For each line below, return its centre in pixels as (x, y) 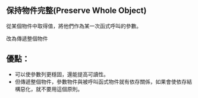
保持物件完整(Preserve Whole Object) (76, 11)
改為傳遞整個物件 (27, 38)
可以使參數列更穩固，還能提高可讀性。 (62, 74)
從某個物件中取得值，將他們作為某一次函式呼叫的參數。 (74, 26)
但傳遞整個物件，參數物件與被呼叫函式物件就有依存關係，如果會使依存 (101, 81)
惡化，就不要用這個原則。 (51, 89)
